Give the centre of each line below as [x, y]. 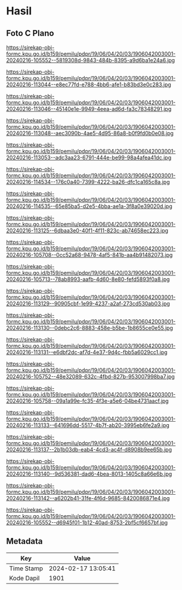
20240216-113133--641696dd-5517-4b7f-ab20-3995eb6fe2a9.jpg [88, 425]
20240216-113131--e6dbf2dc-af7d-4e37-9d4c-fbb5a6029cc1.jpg [87, 352]
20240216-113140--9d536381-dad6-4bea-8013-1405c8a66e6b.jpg [89, 474]
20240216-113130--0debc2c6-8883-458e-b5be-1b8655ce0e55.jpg [90, 328]
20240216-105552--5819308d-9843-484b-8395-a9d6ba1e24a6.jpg [90, 60]
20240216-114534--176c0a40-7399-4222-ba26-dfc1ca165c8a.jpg [88, 182]
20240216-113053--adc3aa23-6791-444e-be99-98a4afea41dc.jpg [89, 158]
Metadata [24, 541]
